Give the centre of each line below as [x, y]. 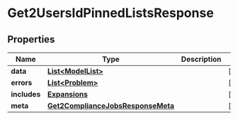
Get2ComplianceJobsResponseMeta [111, 106]
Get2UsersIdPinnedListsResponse [110, 13]
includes [26, 94]
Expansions [68, 94]
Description [201, 59]
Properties [31, 39]
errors [22, 83]
